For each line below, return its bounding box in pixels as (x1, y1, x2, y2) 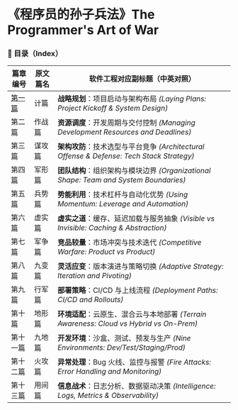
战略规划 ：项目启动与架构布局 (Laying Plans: (57, 94, 207, 104)
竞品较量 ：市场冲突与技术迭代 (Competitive (57, 238, 202, 248)
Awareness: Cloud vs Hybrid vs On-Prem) (57, 318, 198, 328)
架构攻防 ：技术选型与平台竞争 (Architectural (57, 142, 205, 152)
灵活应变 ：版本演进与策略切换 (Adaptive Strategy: (57, 262, 224, 272)
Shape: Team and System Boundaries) (57, 175, 186, 185)
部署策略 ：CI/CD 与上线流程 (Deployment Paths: (57, 285, 218, 295)
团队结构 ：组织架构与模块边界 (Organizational (57, 166, 211, 176)
